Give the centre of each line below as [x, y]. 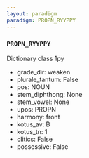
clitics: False [35, 139]
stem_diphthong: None [49, 94]
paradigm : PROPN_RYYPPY [41, 20]
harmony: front [38, 117]
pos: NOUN [33, 87]
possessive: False [42, 146]
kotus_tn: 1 [32, 131]
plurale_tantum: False [47, 79]
